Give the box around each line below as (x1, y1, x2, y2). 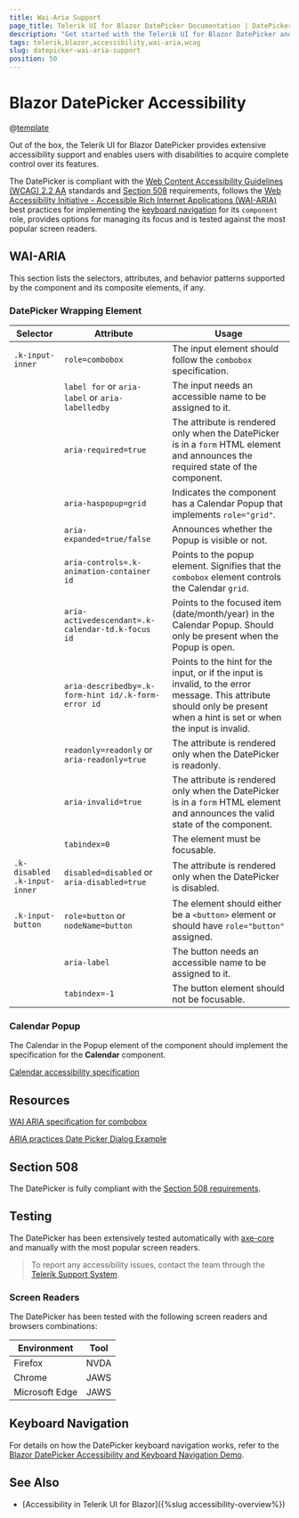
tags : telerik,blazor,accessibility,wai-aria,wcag (9, 37, 201, 47)
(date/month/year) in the (172, 608, 275, 620)
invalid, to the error (172, 678, 252, 691)
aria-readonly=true (63, 755, 147, 765)
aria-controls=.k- (63, 558, 142, 568)
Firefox (13, 1357, 43, 1369)
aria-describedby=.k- (63, 681, 156, 692)
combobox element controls (172, 571, 282, 584)
